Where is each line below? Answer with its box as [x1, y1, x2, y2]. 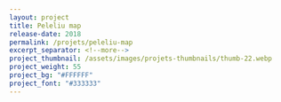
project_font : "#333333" [9, 79, 101, 88]
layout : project [9, 12, 69, 22]
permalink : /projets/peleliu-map [9, 37, 133, 47]
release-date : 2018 [9, 29, 82, 38]
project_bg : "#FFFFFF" [9, 71, 93, 80]
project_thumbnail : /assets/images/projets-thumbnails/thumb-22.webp [9, 54, 273, 63]
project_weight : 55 [9, 63, 82, 72]
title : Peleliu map [9, 21, 82, 30]
